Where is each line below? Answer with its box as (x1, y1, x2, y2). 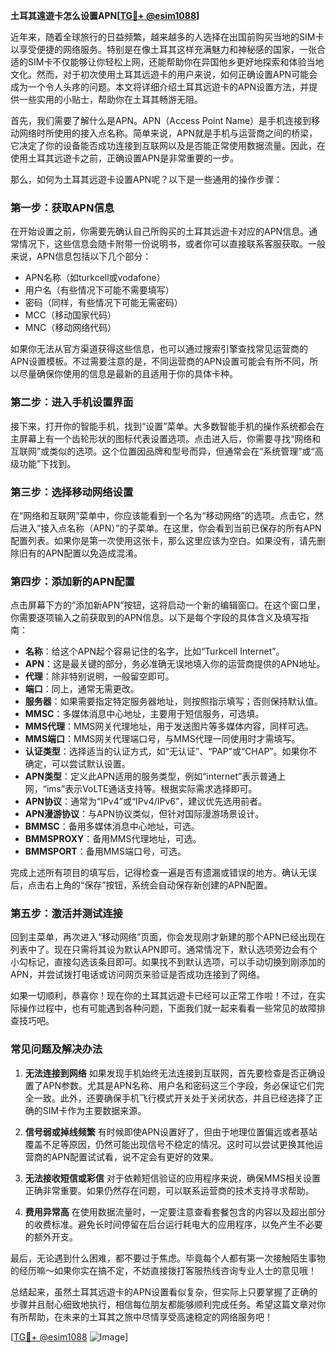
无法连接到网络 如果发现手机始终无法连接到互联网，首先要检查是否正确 (24, 1067, 317, 1079)
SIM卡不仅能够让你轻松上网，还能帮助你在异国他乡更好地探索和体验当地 (27, 56, 325, 68)
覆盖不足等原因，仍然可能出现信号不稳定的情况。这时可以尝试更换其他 (24, 1138, 315, 1150)
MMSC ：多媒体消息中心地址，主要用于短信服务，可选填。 (24, 708, 265, 720)
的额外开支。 (24, 1230, 78, 1243)
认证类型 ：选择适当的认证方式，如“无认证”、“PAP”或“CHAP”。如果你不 (24, 745, 318, 758)
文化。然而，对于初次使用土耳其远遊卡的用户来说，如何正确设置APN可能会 (10, 69, 318, 80)
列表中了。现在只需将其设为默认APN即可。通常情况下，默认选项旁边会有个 (10, 944, 318, 956)
